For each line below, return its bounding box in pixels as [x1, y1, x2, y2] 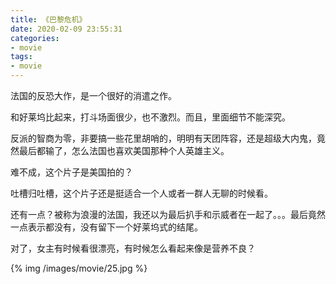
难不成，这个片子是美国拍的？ [10, 166, 133, 178]
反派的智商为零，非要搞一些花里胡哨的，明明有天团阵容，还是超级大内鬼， [10, 132, 317, 144]
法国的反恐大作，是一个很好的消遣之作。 [10, 90, 177, 101]
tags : [10, 52, 33, 62]
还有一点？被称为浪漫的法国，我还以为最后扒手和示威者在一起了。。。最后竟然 [10, 209, 326, 220]
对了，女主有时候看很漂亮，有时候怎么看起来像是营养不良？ [10, 242, 256, 254]
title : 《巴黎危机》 [10, 14, 87, 25]
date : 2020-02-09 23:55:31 [10, 24, 123, 34]
